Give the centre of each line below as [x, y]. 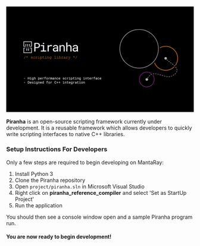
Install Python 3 [34, 174]
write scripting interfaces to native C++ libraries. [65, 134]
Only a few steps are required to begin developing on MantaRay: [85, 162]
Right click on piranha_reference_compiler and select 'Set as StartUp [101, 193]
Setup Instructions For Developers [57, 149]
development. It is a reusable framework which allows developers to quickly [99, 128]
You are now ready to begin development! [59, 237]
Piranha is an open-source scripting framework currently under [84, 121]
